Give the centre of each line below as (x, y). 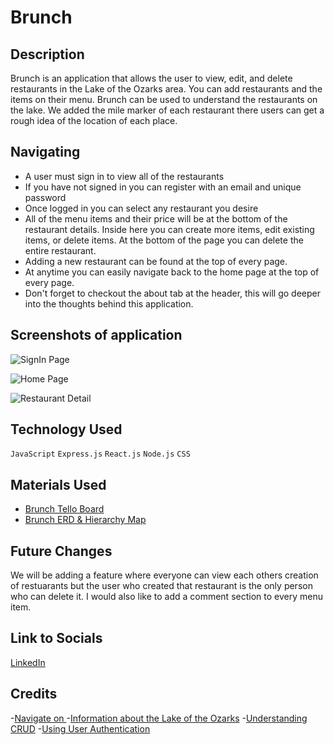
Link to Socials (56, 638)
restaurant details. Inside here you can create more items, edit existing (169, 229)
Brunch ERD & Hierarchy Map (85, 520)
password (45, 197)
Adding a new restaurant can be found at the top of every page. (156, 261)
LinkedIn (28, 662)
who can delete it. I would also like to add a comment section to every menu (166, 597)
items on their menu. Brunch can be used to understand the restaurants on (164, 99)
